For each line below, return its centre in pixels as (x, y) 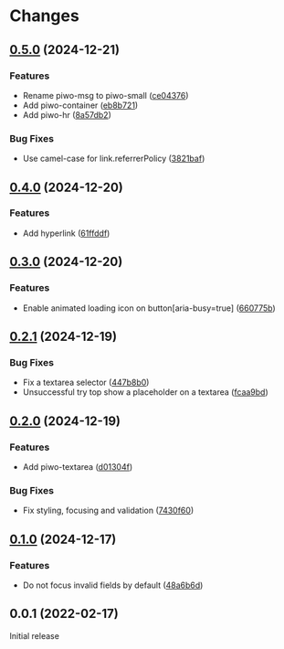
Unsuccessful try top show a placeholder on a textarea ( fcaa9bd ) (146, 392)
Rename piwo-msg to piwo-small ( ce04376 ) (105, 95)
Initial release (34, 635)
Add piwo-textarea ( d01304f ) (78, 466)
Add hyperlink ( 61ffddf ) (66, 233)
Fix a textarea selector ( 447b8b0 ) (86, 383)
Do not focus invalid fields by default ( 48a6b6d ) (113, 585)
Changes (44, 16)
